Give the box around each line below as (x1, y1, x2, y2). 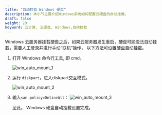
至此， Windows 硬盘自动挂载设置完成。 (12, 105, 93, 111)
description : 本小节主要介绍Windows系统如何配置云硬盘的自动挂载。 (5, 12, 128, 16)
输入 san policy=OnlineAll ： (12, 95, 69, 101)
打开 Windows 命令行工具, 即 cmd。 (12, 55, 84, 61)
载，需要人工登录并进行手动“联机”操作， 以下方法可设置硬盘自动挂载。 (5, 45, 147, 51)
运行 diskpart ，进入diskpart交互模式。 (12, 75, 90, 81)
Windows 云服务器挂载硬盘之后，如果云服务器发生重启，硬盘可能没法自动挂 (5, 39, 157, 45)
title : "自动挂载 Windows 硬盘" (5, 7, 67, 12)
